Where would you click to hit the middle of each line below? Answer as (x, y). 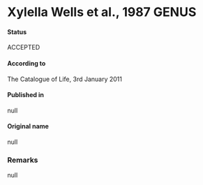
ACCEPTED (24, 47)
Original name (28, 126)
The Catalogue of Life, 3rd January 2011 (65, 79)
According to (27, 63)
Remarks (23, 160)
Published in (25, 95)
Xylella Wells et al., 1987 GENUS (102, 12)
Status (17, 31)
